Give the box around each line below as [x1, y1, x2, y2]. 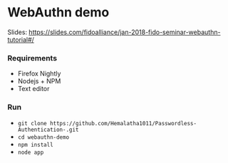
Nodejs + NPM [17, 77, 61, 85]
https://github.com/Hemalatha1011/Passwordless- [49, 120, 197, 127]
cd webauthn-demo [17, 133, 70, 141]
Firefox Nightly [17, 69, 61, 78]
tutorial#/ [7, 35, 34, 43]
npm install [17, 141, 53, 148]
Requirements [7, 53, 58, 63]
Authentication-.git [17, 126, 79, 133]
